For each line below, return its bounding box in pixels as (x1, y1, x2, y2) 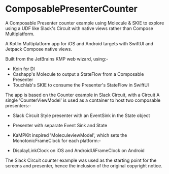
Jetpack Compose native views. (5, 46, 73, 52)
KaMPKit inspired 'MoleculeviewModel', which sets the (12, 132, 127, 138)
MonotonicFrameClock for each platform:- (12, 137, 102, 143)
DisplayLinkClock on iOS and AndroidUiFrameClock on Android (12, 147, 145, 153)
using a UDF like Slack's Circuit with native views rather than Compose (5, 25, 153, 31)
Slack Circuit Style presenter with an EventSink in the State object (12, 112, 150, 119)
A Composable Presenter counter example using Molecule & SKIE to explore (5, 20, 164, 26)
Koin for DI (12, 66, 35, 72)
